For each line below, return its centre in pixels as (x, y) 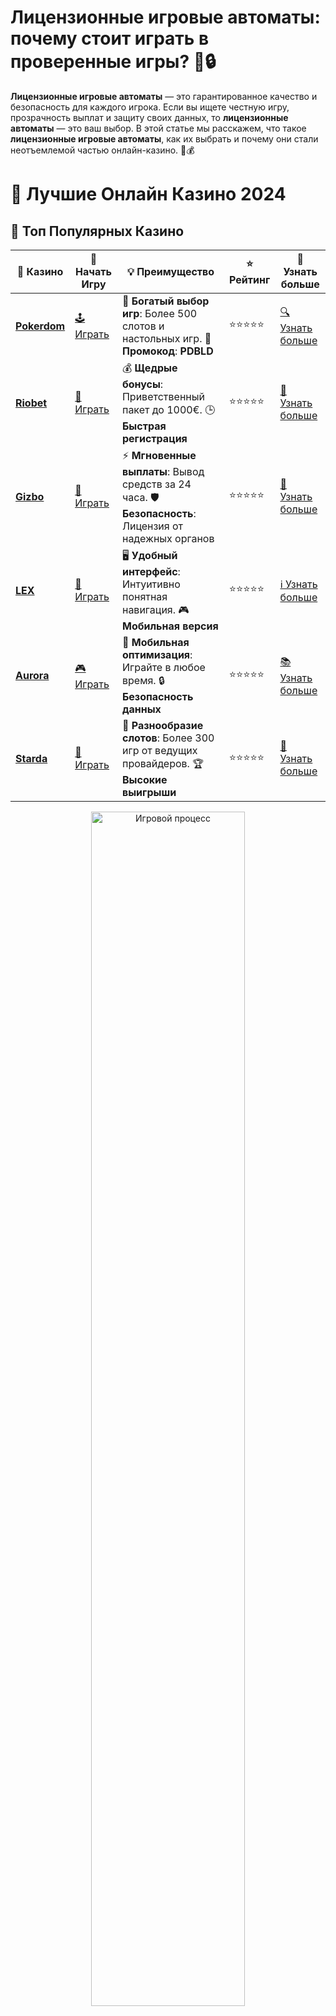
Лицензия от (152, 526)
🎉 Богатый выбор (165, 301)
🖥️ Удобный (149, 555)
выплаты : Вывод (163, 471)
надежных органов (168, 538)
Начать (93, 271)
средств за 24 (156, 484)
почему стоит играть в (110, 38)
